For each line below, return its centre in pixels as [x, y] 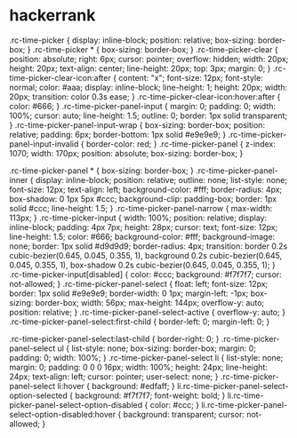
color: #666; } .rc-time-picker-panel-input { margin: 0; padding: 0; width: [142, 106]
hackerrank [52, 16]
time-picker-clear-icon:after [60, 77]
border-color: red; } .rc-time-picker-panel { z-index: [181, 144]
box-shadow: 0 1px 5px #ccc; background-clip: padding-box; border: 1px [143, 199]
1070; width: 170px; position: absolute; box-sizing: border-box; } [126, 153]
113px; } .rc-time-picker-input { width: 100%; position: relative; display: [138, 218]
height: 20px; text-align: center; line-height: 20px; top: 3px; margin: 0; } [140, 68]
